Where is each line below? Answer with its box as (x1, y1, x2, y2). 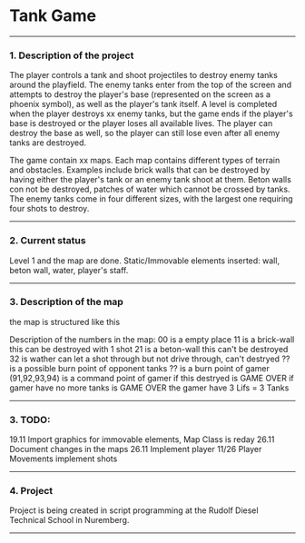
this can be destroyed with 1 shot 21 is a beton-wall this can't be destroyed (9, 343, 289, 354)
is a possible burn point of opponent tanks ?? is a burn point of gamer (9, 362, 270, 373)
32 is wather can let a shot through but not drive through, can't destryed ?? (9, 353, 290, 364)
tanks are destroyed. (9, 137, 87, 148)
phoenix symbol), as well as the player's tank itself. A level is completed (9, 99, 278, 110)
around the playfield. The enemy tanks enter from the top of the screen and (9, 79, 292, 91)
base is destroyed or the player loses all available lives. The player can (9, 118, 273, 129)
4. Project (9, 485, 54, 498)
